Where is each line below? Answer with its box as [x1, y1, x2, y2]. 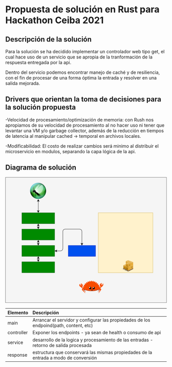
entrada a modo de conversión [32, 355, 97, 361]
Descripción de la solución [5, 35, 92, 44]
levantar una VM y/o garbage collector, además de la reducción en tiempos [5, 127, 164, 134]
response [7, 352, 28, 358]
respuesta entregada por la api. [5, 59, 72, 65]
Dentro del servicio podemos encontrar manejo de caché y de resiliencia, [5, 69, 160, 75]
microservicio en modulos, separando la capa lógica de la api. [5, 148, 136, 154]
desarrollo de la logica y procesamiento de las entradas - [32, 337, 154, 343]
